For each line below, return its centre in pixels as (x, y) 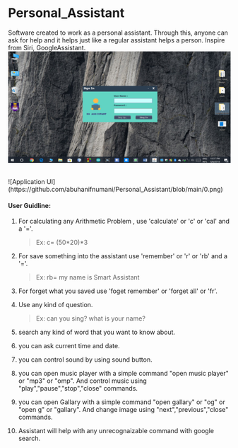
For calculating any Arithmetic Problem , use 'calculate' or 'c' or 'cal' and (124, 222)
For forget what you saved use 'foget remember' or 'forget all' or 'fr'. (118, 291)
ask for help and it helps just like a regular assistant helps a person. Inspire (117, 40)
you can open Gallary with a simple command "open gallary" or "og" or (121, 402)
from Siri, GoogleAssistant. (47, 47)
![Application (26, 181)
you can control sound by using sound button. (85, 360)
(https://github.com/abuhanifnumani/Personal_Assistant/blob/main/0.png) (115, 189)
